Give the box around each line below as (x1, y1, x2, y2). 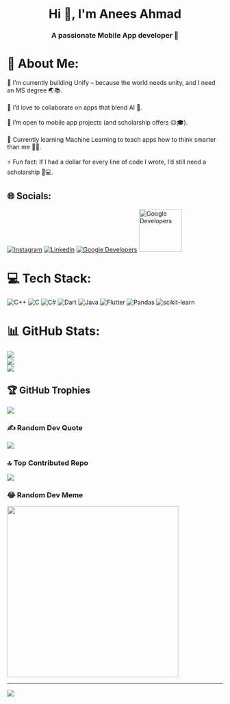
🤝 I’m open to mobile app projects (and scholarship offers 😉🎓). (7, 118, 188, 127)
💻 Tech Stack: (7, 271, 92, 286)
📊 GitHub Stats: (7, 323, 101, 338)
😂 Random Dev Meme (7, 490, 84, 500)
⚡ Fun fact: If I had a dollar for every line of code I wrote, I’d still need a (7, 158, 207, 166)
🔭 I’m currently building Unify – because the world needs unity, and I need (7, 79, 216, 87)
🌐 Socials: (7, 190, 52, 202)
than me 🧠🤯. (7, 143, 42, 151)
